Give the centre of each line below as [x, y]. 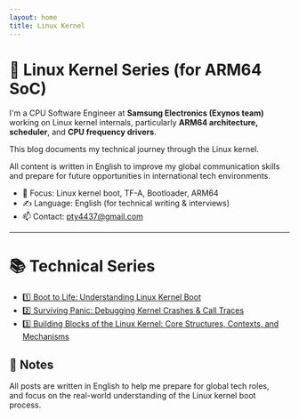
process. [25, 405]
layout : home [33, 17]
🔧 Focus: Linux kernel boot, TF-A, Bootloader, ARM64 [121, 193]
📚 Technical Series [82, 266]
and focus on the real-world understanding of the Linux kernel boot [133, 396]
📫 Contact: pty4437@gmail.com [83, 217]
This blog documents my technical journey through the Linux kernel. [134, 149]
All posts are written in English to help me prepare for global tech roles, [139, 386]
